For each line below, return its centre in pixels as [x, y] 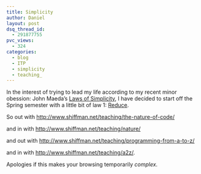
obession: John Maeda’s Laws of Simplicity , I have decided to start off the [100, 99]
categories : [21, 52]
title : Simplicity [30, 12]
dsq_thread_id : [26, 29]
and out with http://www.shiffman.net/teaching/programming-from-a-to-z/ [100, 141]
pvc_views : [20, 40]
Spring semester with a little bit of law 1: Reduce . [68, 105]
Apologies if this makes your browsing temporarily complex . [82, 165]
